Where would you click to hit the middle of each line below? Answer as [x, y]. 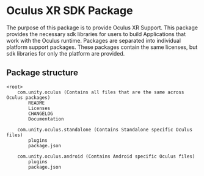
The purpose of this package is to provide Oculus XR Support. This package [102, 28]
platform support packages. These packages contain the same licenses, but [102, 47]
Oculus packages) [28, 97]
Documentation [46, 119]
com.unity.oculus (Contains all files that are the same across [101, 92]
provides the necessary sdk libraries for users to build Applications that [96, 34]
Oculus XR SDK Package [70, 11]
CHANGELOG [41, 114]
